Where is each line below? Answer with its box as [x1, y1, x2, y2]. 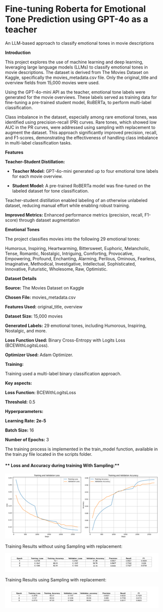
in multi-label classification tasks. [5, 140, 72, 145]
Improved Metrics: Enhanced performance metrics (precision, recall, [5, 212, 144, 217]
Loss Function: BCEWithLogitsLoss [5, 389, 76, 395]
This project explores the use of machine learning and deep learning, [5, 59, 144, 65]
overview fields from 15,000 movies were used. [5, 79, 100, 86]
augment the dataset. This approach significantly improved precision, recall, [5, 129, 158, 135]
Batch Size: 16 [5, 427, 34, 433]
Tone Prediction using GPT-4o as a [5, 14, 148, 25]
